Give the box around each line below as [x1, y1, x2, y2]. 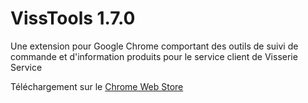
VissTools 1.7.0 [10, 7, 136, 30]
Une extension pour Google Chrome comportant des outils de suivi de [10, 40, 299, 52]
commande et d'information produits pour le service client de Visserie [10, 50, 298, 62]
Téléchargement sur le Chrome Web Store [10, 80, 184, 92]
